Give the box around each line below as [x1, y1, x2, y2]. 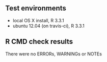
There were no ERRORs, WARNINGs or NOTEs [5, 50, 102, 57]
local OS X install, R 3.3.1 [12, 17, 65, 23]
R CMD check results [5, 37, 73, 46]
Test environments [5, 4, 66, 13]
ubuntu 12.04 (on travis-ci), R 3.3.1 [12, 23, 85, 29]
